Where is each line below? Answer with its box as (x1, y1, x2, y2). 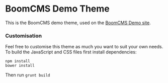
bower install (5, 63, 35, 68)
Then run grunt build (5, 72, 50, 78)
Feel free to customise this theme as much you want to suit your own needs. (5, 44, 163, 50)
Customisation (5, 32, 42, 39)
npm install (5, 59, 30, 64)
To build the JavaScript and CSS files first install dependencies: (5, 49, 137, 55)
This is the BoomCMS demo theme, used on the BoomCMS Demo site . (5, 20, 151, 26)
